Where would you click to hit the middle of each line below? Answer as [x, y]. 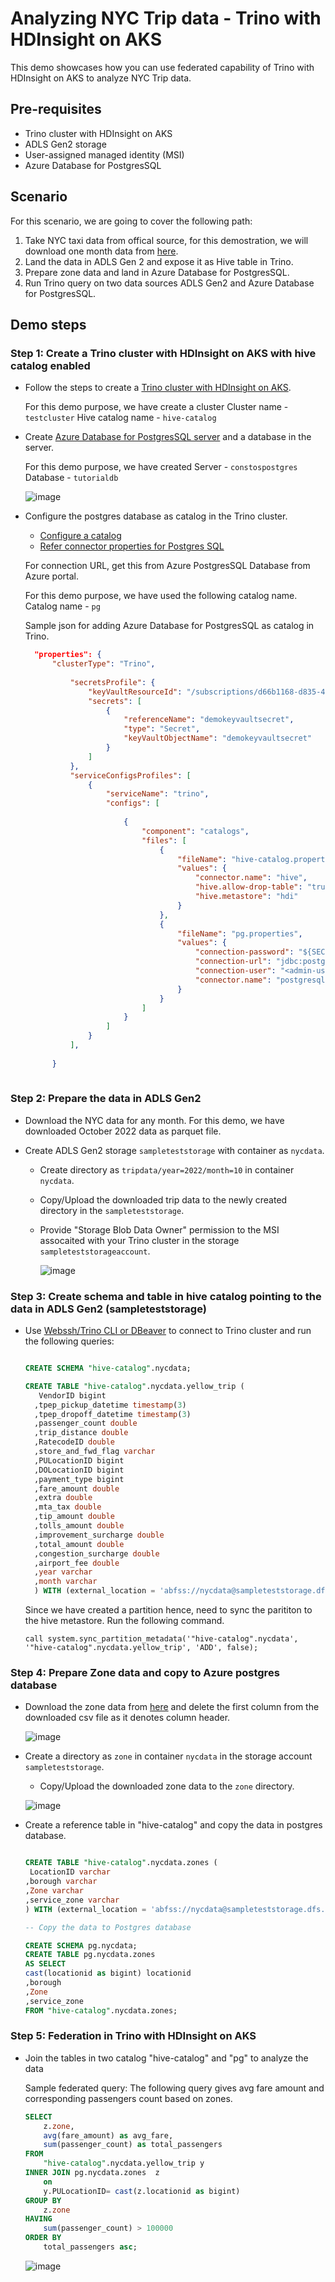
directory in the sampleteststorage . [112, 1210]
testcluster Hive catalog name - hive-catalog [120, 418]
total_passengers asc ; [90, 2247]
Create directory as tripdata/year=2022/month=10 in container [167, 1169]
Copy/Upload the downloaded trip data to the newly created [163, 1199]
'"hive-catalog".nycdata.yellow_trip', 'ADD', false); [141, 1648]
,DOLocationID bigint [79, 1470]
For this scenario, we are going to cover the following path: [131, 221]
